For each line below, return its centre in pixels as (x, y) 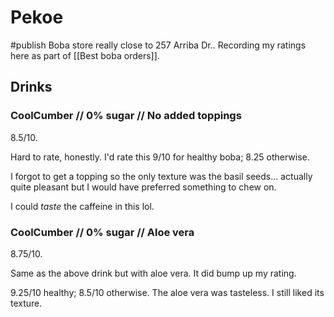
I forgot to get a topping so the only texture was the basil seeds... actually (161, 176)
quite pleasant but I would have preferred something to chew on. (143, 187)
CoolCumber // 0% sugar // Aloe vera (102, 232)
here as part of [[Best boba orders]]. (85, 55)
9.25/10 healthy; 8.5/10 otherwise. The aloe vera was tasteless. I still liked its (167, 292)
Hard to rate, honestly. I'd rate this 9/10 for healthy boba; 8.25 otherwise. (160, 157)
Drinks (31, 87)
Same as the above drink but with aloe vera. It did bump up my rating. (153, 273)
